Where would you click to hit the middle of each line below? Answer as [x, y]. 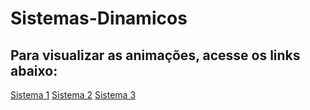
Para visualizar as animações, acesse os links [155, 55]
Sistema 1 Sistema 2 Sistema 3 [73, 95]
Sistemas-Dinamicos [99, 18]
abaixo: [34, 70]
